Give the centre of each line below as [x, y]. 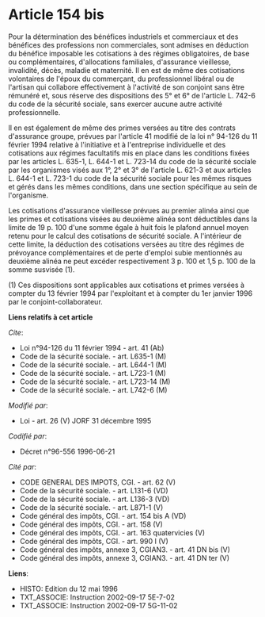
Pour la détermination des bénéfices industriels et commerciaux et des [123, 36]
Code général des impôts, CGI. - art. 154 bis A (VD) [103, 515]
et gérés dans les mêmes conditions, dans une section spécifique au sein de [133, 186]
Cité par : [23, 466]
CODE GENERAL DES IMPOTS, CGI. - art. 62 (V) [98, 482]
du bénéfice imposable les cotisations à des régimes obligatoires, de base [129, 53]
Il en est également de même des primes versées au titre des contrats [122, 128]
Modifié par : [28, 405]
